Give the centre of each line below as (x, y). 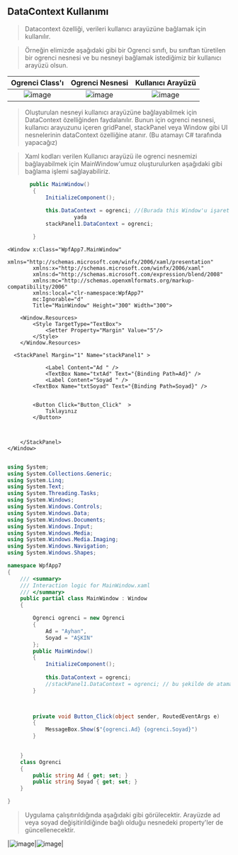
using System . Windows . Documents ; (57, 520)
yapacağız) (41, 142)
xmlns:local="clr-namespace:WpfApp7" (88, 293)
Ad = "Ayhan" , (66, 631)
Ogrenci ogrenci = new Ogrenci (79, 618)
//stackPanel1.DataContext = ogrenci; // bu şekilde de (129, 684)
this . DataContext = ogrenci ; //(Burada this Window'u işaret (137, 211)
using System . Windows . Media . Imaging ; (63, 540)
